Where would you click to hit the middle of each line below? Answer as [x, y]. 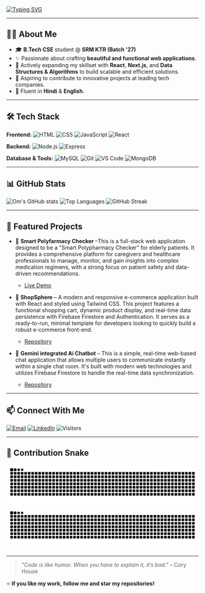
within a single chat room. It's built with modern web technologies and [103, 366]
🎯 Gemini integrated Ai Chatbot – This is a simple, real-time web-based [106, 354]
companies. [30, 84]
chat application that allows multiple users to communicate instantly [100, 360]
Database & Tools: [30, 158]
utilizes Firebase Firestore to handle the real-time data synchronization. [105, 373]
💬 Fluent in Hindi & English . [50, 91]
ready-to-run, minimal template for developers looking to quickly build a [106, 323]
